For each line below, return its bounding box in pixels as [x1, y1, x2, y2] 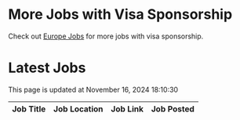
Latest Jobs [8, 59, 86, 77]
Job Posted [151, 104, 195, 115]
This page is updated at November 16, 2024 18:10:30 [8, 85, 179, 94]
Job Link [111, 104, 144, 115]
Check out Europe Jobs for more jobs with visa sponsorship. [8, 31, 204, 41]
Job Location [53, 104, 104, 115]
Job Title [12, 104, 46, 115]
